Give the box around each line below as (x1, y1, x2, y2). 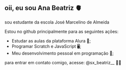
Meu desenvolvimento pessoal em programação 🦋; (11, 50, 114, 56)
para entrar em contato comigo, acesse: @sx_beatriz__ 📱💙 (4, 59, 122, 65)
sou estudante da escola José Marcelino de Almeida (4, 19, 110, 25)
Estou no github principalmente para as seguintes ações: (4, 28, 119, 34)
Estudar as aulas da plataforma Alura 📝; (11, 38, 91, 43)
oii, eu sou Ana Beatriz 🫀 (4, 4, 82, 12)
